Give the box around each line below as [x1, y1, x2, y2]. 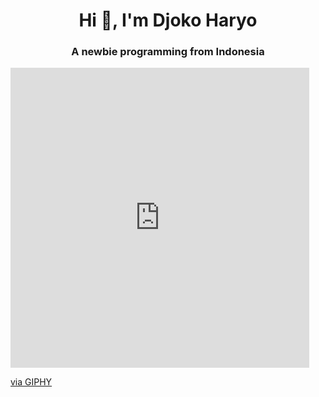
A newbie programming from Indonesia [71, 45, 265, 59]
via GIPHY [10, 376, 53, 388]
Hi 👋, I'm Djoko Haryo [78, 9, 258, 32]
